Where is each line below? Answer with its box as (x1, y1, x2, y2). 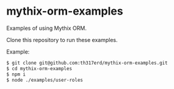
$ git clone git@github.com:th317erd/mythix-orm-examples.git (6, 60, 168, 66)
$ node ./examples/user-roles (6, 77, 84, 83)
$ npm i (6, 71, 26, 77)
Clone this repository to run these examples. (6, 36, 118, 43)
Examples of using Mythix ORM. (6, 24, 87, 32)
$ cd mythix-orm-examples (6, 65, 72, 71)
